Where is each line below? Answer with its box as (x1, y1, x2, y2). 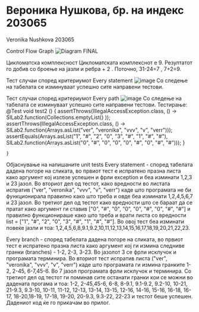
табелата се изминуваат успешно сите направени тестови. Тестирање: (6, 101, 188, 108)
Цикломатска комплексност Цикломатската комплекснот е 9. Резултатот (6, 59, 193, 66)
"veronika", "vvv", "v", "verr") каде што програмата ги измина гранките (6, 261, 185, 268)
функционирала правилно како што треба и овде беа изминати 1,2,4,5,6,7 (6, 192, 193, 199)
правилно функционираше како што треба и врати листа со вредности (6, 211, 187, 219)
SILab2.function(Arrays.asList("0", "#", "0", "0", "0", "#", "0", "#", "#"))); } (6, 139, 185, 146)
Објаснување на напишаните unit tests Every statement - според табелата (6, 161, 193, 168)
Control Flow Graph (6, 47, 54, 54)
